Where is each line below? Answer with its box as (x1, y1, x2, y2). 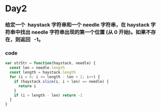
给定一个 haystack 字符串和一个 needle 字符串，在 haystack (5, 22, 150, 28)
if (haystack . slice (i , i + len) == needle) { (14, 79, 109, 84)
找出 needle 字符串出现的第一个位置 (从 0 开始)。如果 (20, 29, 146, 36)
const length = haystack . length (9, 70, 76, 75)
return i (18, 83, 36, 88)
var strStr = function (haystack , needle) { (5, 61, 96, 66)
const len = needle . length (9, 65, 65, 70)
